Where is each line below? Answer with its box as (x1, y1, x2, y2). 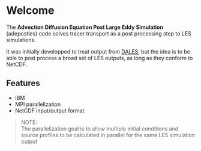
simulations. (6, 36, 36, 43)
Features (6, 78, 40, 88)
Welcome (6, 4, 55, 17)
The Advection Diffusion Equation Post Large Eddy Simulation (6, 23, 164, 31)
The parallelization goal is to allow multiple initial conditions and (20, 125, 179, 132)
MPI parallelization (14, 100, 61, 108)
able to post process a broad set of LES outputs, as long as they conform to (6, 54, 193, 61)
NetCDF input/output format (14, 106, 85, 114)
